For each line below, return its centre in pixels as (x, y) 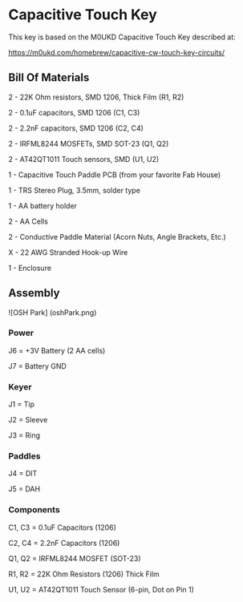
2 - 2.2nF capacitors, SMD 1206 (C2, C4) (76, 128)
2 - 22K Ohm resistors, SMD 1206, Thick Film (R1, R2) (96, 97)
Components (34, 510)
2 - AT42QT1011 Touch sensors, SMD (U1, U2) (84, 159)
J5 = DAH (24, 489)
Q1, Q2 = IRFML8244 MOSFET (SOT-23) (75, 558)
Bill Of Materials (49, 78)
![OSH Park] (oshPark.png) (53, 312)
